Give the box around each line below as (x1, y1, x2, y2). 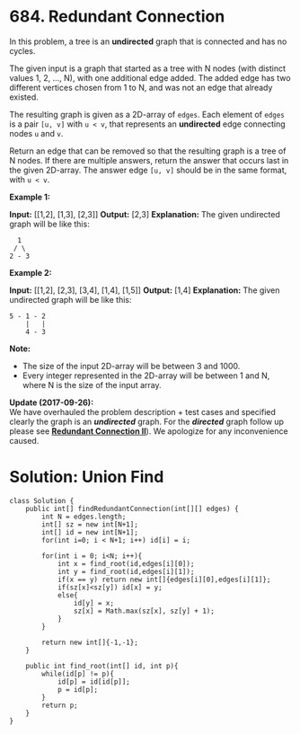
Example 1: (9, 191, 51, 202)
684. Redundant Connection (9, 6, 225, 27)
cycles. (9, 45, 36, 56)
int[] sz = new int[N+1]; (41, 519, 139, 529)
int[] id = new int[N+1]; (41, 527, 139, 536)
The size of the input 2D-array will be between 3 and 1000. (22, 360, 241, 371)
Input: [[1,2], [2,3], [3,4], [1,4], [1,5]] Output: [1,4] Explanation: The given (9, 285, 280, 296)
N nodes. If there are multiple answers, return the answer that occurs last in (9, 155, 289, 165)
